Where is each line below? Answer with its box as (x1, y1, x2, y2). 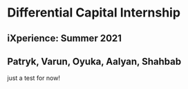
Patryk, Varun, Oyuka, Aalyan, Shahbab (7, 55, 182, 67)
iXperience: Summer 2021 (7, 32, 122, 44)
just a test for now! (7, 74, 61, 82)
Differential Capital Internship (7, 5, 181, 21)
